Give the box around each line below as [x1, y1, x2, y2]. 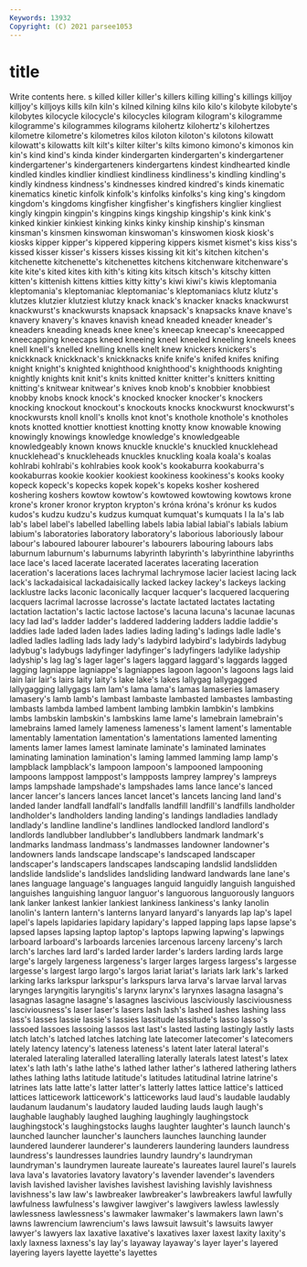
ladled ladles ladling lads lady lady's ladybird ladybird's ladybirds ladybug [9, 635, 287, 646]
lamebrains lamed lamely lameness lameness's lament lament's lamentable [9, 723, 292, 734]
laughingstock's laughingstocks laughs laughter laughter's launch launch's [9, 1121, 291, 1132]
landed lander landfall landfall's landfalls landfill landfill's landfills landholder [9, 801, 295, 812]
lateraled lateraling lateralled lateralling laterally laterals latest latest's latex [9, 1053, 289, 1064]
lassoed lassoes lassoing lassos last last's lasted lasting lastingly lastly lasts [9, 1024, 295, 1035]
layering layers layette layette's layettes [9, 1247, 158, 1258]
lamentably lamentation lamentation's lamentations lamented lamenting [9, 732, 278, 743]
